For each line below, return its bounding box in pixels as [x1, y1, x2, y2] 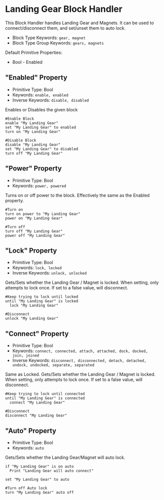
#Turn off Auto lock [5, 486, 48, 491]
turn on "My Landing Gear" [5, 129, 61, 134]
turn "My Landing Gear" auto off [5, 490, 74, 495]
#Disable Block [5, 137, 37, 143]
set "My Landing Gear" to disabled [5, 146, 79, 151]
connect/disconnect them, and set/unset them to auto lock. [5, 25, 126, 31]
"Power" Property [5, 164, 62, 173]
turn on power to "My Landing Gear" [5, 211, 81, 216]
